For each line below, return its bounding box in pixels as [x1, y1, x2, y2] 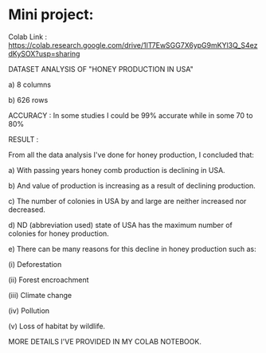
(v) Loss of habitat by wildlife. [8, 321, 106, 331]
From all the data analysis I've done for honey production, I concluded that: [8, 150, 255, 159]
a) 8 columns [8, 80, 52, 89]
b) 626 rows [8, 95, 49, 104]
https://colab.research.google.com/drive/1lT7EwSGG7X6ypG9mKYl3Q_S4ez [8, 40, 258, 49]
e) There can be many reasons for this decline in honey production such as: [8, 244, 256, 253]
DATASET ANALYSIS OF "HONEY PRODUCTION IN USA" [8, 64, 194, 73]
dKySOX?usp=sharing [8, 49, 80, 58]
